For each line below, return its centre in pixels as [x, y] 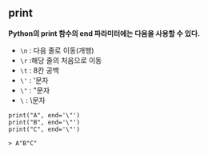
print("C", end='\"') [44, 129]
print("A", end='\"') [44, 115]
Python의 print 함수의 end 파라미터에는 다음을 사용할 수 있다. [104, 33]
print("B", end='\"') [44, 122]
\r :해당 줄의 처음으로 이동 [61, 60]
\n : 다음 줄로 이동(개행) [57, 50]
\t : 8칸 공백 [40, 70]
